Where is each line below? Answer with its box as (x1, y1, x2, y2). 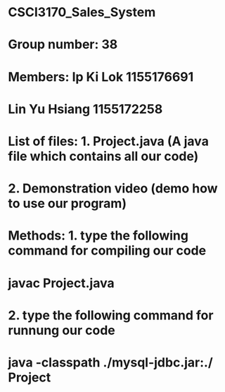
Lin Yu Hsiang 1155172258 (8, 101, 163, 117)
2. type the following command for (8, 307, 214, 323)
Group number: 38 (8, 37, 118, 53)
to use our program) (8, 195, 127, 212)
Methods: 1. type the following (8, 228, 189, 244)
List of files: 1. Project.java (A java (8, 133, 210, 149)
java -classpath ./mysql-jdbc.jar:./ (8, 354, 213, 370)
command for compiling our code (8, 243, 207, 259)
